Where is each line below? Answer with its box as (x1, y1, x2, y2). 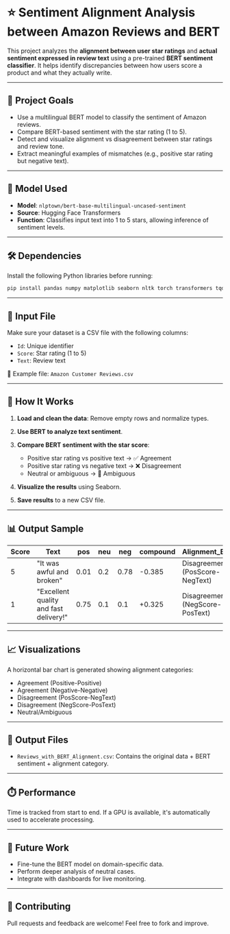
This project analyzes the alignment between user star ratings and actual (7, 47, 218, 55)
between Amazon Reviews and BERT (7, 24, 220, 40)
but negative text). (16, 156, 69, 164)
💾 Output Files (7, 734, 68, 746)
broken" (36, 576, 63, 585)
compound (139, 547, 176, 556)
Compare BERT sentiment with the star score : (16, 441, 150, 449)
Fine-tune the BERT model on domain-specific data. (16, 860, 164, 868)
